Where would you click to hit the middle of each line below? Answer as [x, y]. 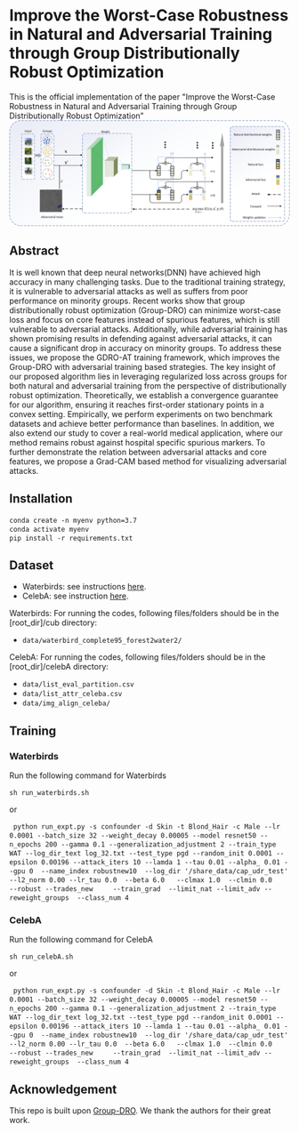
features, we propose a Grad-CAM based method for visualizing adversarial [148, 461]
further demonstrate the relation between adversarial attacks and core [138, 452]
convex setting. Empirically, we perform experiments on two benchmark [141, 413]
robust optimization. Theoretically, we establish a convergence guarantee [144, 395]
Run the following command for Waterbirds [88, 775]
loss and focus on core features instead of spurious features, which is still [145, 319]
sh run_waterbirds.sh [49, 793]
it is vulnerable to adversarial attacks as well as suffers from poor [129, 291]
